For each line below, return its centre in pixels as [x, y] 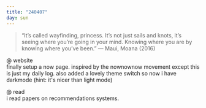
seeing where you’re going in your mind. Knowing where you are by [107, 42]
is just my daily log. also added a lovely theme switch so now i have [91, 73]
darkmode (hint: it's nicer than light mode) [59, 80]
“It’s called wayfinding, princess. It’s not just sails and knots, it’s [101, 35]
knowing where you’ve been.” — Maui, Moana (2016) [88, 48]
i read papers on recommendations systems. [63, 98]
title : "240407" [27, 12]
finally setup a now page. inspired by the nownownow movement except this [103, 67]
